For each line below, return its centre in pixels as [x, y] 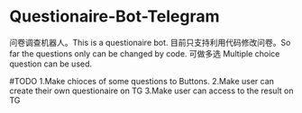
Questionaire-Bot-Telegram [114, 17]
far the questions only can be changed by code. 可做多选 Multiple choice [145, 53]
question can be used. [51, 64]
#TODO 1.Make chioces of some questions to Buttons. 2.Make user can [142, 81]
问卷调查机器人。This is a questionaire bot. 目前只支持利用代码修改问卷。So [150, 42]
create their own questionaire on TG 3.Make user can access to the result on [151, 91]
